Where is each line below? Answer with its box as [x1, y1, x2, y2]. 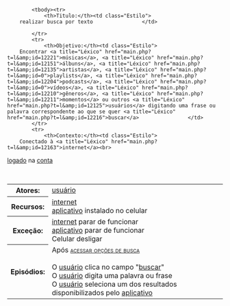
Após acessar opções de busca [51, 245, 140, 255]
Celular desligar [51, 233, 103, 243]
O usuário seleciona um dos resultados [51, 279, 177, 289]
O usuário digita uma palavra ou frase [51, 270, 172, 280]
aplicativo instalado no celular [51, 205, 148, 215]
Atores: [16, 186, 40, 195]
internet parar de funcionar [51, 216, 139, 226]
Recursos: [11, 202, 45, 212]
